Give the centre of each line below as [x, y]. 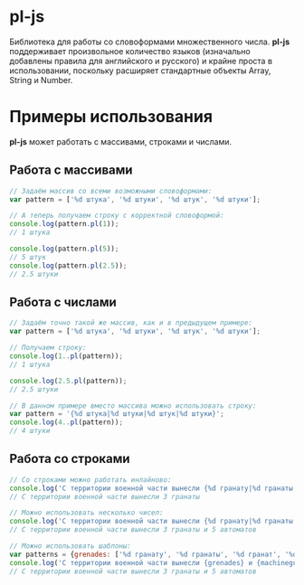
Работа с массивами [71, 170]
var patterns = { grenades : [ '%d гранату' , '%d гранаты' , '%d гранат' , [145, 554]
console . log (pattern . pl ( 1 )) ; [64, 224]
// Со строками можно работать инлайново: [90, 480]
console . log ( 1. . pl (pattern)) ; [66, 356]
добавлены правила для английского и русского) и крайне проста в [141, 61]
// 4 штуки [30, 431]
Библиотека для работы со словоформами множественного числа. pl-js [150, 42]
